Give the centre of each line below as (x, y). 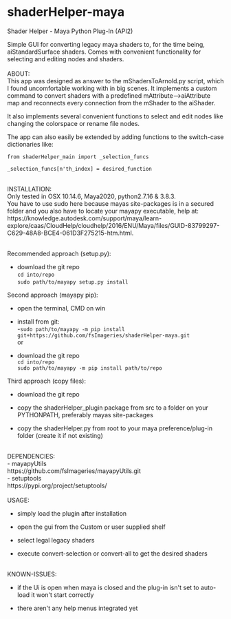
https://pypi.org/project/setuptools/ (57, 485)
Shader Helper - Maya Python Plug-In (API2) (70, 31)
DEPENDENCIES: (31, 456)
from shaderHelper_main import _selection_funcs (78, 157)
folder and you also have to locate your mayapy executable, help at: (103, 211)
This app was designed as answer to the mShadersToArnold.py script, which (115, 81)
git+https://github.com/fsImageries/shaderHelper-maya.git (103, 335)
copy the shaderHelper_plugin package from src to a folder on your (112, 408)
